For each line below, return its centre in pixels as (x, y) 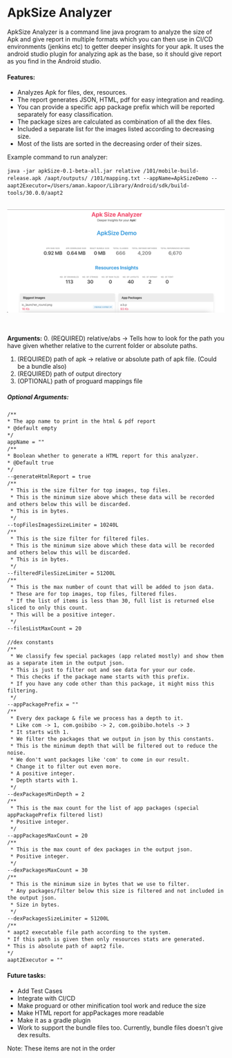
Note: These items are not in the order (61, 1048)
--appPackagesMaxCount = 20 (48, 836)
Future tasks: (27, 975)
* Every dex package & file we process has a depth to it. (97, 719)
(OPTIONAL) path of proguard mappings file (80, 381)
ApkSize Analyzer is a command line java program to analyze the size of (110, 32)
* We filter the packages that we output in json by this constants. (112, 739)
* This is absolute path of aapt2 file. (66, 946)
